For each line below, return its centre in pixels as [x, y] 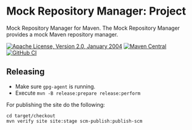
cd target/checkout [31, 116]
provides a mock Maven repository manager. [62, 34]
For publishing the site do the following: [56, 104]
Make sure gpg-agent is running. [55, 86]
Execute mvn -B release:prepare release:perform [78, 93]
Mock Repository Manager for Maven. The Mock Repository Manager [93, 28]
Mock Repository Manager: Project [96, 11]
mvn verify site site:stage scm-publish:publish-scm [74, 121]
